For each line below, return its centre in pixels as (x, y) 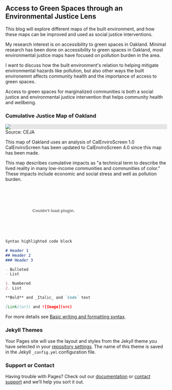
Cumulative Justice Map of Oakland (51, 116)
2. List (14, 288)
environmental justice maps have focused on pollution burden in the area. (83, 55)
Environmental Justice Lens (51, 17)
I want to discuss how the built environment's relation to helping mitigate (82, 65)
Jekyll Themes (24, 330)
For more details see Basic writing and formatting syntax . (66, 317)
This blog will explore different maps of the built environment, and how (80, 29)
